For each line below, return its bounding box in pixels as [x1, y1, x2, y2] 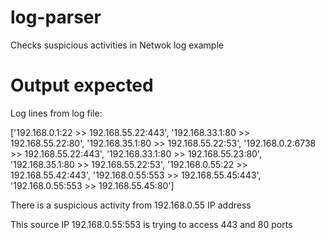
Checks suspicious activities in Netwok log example [10, 39, 224, 51]
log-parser [10, 6, 102, 29]
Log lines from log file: [10, 107, 103, 119]
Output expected [10, 74, 154, 97]
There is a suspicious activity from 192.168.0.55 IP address [10, 199, 252, 211]
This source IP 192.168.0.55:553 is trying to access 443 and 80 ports [10, 218, 293, 230]
